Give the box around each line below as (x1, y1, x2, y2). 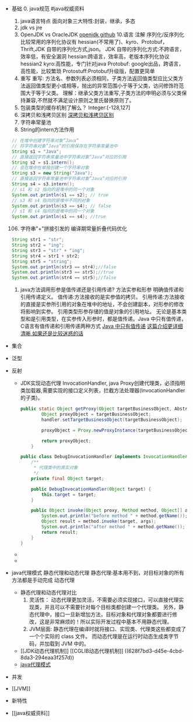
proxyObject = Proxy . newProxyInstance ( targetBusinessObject (41, 427, 191, 433)
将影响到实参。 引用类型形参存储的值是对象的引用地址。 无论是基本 (20, 308, 182, 315)
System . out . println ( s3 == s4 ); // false (11, 203, 111, 209)
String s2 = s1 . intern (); (11, 160, 75, 165)
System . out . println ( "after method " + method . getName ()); (41, 524, 185, 530)
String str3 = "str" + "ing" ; (11, 247, 86, 253)
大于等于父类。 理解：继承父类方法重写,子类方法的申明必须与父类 (25, 89, 182, 96)
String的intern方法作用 (20, 126, 75, 133)
